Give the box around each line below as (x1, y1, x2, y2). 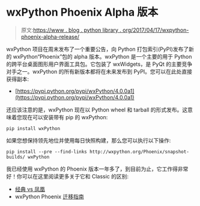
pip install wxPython (6, 125, 61, 132)
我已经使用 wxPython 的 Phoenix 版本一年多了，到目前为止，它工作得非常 (6, 165, 189, 172)
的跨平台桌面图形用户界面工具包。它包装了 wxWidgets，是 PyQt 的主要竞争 (6, 60, 193, 68)
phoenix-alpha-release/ (20, 33, 80, 40)
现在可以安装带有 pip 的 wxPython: (22, 113, 108, 120)
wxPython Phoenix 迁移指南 (14, 193, 84, 200)
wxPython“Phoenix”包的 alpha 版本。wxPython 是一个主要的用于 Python (13, 53, 192, 60)
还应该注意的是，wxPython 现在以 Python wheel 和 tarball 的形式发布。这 (6, 106, 188, 113)
